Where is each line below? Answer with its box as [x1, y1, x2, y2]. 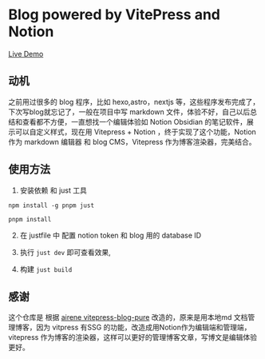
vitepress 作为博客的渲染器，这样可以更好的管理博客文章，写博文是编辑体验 [8, 333, 258, 342]
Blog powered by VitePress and [8, 6, 221, 24]
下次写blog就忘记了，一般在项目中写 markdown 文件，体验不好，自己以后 [8, 106, 251, 117]
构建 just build [19, 264, 73, 273]
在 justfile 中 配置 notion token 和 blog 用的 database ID [19, 230, 202, 240]
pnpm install [8, 215, 52, 223]
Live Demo [8, 49, 44, 58]
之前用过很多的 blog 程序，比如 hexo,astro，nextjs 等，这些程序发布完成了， [8, 97, 260, 106]
